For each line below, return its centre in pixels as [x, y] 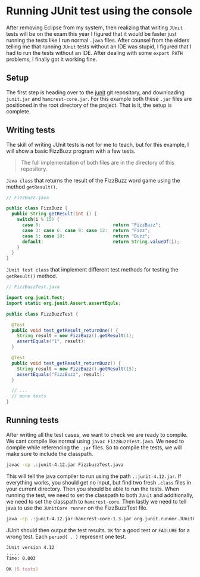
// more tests [29, 396]
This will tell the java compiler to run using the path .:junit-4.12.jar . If [94, 476]
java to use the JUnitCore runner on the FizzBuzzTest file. [77, 508]
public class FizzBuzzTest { [42, 314]
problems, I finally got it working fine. [52, 59]
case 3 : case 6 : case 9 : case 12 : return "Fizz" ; [86, 230]
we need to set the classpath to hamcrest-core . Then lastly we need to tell [96, 501]
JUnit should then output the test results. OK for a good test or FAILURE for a [98, 530]
